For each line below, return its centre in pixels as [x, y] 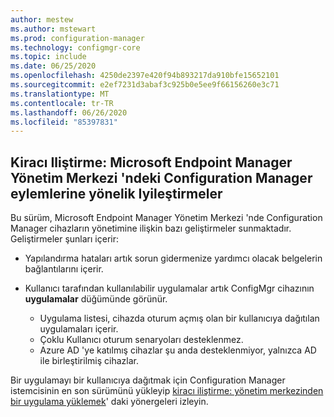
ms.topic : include [48, 57]
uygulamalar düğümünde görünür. [96, 299]
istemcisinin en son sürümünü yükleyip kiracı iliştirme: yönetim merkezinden [167, 391]
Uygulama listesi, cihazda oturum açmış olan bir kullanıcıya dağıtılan [179, 318]
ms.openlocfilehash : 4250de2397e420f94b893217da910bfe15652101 [145, 76]
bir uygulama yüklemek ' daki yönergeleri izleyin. [109, 402]
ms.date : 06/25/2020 [53, 66]
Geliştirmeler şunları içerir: [65, 239]
